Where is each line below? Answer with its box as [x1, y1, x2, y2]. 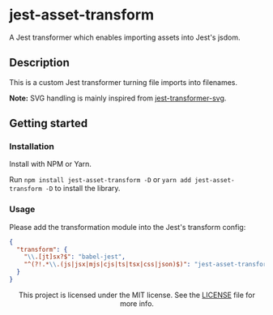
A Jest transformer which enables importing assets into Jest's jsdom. [9, 32, 241, 42]
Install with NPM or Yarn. [9, 160, 92, 169]
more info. [119, 298, 155, 309]
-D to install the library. [45, 184, 121, 194]
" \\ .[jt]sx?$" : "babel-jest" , [23, 253, 126, 261]
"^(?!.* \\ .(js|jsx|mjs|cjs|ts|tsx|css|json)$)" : [23, 261, 191, 269]
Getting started [9, 117, 88, 130]
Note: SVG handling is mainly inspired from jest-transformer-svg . [9, 93, 227, 103]
